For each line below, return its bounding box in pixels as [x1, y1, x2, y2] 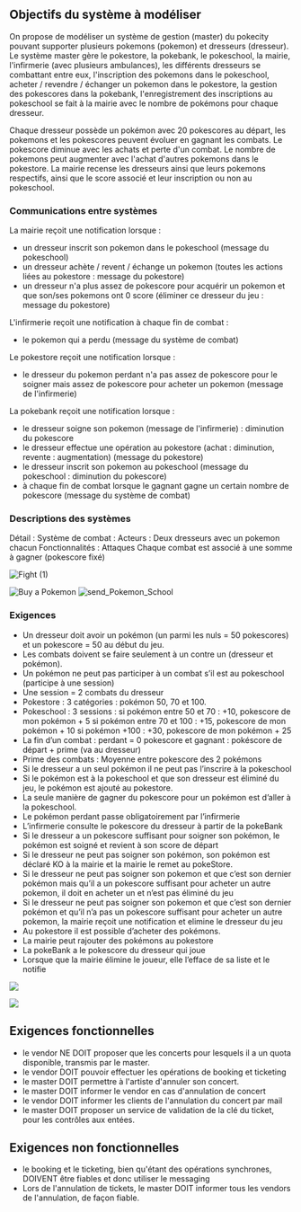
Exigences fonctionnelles [9, 1023, 155, 1039]
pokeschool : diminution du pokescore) [22, 471, 168, 482]
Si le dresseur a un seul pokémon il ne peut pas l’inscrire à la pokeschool [22, 763, 292, 774]
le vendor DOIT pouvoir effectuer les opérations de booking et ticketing [22, 1066, 287, 1077]
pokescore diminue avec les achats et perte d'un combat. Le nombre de [9, 144, 276, 155]
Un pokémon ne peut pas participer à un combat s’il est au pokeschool [22, 668, 285, 678]
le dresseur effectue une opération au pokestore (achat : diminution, [22, 442, 276, 453]
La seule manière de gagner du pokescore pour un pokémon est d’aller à [22, 792, 292, 802]
